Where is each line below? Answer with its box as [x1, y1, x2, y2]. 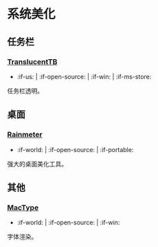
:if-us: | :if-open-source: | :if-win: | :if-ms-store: [16, 72, 152, 80]
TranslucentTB [7, 56, 58, 66]
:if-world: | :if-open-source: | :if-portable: [16, 145, 134, 153]
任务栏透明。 [7, 87, 43, 95]
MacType [7, 202, 39, 212]
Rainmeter [7, 130, 43, 140]
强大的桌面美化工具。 [7, 160, 67, 168]
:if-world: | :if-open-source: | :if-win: [16, 218, 120, 227]
